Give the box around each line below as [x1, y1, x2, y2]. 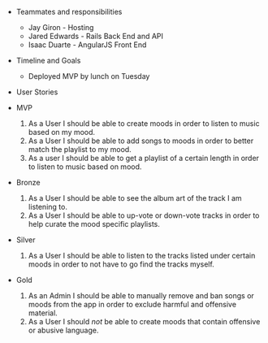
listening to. [28, 202, 67, 211]
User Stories [15, 87, 58, 97]
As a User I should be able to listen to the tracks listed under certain [28, 251, 256, 260]
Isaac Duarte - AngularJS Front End [28, 40, 147, 50]
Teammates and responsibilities [15, 7, 123, 16]
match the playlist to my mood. [28, 145, 132, 154]
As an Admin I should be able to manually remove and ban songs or [28, 291, 254, 300]
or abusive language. [28, 325, 99, 335]
